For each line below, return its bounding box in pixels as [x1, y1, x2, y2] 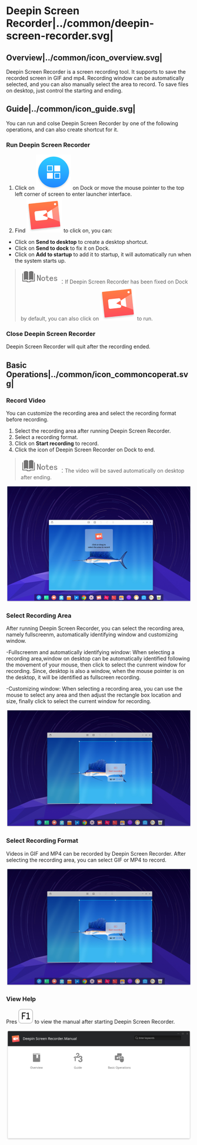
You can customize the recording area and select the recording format [6, 410, 176, 417]
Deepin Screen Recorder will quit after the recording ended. [6, 343, 151, 350]
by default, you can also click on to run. [20, 315, 153, 322]
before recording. [6, 416, 49, 423]
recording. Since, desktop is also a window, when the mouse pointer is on [6, 668, 185, 675]
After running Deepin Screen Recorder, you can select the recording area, [6, 625, 185, 632]
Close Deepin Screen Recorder [6, 330, 96, 338]
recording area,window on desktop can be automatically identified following [6, 655, 190, 662]
